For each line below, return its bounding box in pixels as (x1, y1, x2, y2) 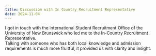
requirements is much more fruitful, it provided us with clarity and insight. (5, 45, 152, 51)
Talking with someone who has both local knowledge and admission (5, 40, 141, 46)
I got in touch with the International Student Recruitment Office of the (5, 25, 143, 30)
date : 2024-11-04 (5, 12, 40, 16)
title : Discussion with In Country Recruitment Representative (5, 7, 136, 12)
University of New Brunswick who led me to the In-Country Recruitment (5, 30, 149, 36)
